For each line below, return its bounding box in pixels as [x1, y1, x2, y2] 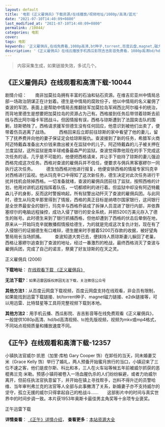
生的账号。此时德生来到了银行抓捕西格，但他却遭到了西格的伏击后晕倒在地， [5, 215, 160, 221]
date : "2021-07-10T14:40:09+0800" [5, 16, 76, 21]
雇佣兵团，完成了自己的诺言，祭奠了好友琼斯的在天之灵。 [5, 246, 121, 252]
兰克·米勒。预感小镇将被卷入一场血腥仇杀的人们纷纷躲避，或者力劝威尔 [13, 371, 157, 377]
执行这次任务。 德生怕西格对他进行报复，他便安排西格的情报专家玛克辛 [5, 166, 158, 172]
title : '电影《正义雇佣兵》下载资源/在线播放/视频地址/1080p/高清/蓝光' [5, 12, 138, 17]
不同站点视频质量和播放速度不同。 [5, 323, 74, 329]
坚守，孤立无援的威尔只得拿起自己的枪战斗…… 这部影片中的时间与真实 [5, 390, 155, 396]
